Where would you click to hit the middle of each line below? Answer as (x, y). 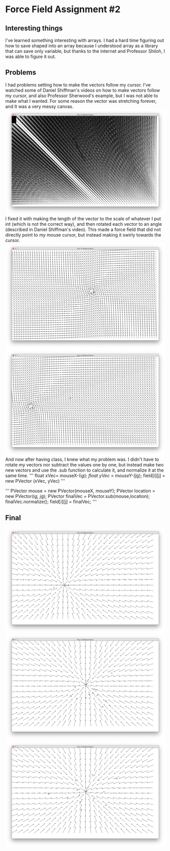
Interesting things (34, 28)
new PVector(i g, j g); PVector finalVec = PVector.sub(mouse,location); (78, 496)
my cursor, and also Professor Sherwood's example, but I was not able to (82, 96)
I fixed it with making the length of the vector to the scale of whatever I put (83, 219)
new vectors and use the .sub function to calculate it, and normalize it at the (84, 470)
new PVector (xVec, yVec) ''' (35, 481)
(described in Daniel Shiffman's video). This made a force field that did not (83, 229)
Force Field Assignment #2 (63, 9)
